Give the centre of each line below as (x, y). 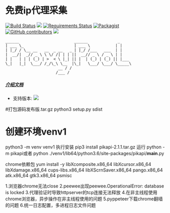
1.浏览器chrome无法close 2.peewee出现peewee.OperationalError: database (85, 186)
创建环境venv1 (36, 132)
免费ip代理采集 (36, 10)
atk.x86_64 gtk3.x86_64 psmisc (39, 175)
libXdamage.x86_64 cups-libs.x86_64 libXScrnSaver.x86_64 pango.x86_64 (84, 170)
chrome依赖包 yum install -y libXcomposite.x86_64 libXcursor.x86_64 (78, 164)
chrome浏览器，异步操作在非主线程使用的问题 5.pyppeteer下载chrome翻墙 (84, 199)
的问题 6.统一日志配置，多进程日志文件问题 (51, 205)
